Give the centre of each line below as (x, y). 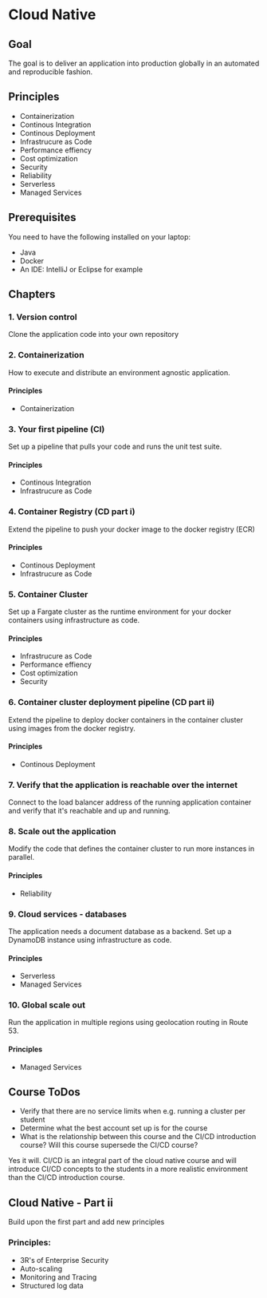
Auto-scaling (41, 1268)
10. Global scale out (47, 1005)
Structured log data (51, 1285)
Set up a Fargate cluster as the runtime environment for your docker (120, 611)
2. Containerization (47, 355)
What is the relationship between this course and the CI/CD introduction (138, 1137)
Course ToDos (45, 1092)
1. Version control (43, 317)
